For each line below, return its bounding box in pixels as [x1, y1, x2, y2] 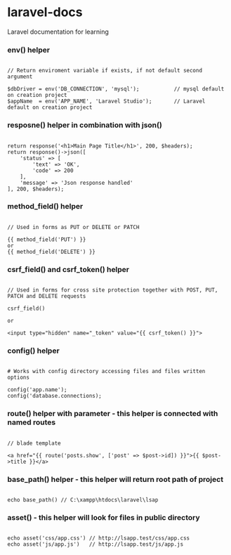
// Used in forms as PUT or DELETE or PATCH [7, 223, 140, 230]
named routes [7, 417, 56, 427]
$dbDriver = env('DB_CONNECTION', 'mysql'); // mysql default [7, 86, 225, 93]
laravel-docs [7, 4, 83, 20]
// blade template [7, 440, 61, 447]
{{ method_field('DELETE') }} [7, 248, 96, 255]
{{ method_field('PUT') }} [7, 236, 86, 243]
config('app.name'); [7, 386, 68, 393]
